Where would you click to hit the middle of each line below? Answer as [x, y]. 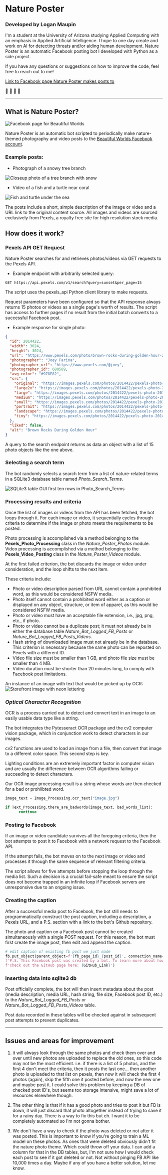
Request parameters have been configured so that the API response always [83, 302]
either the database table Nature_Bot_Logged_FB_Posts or [73, 631]
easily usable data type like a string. [42, 718]
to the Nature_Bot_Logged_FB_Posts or [46, 1000]
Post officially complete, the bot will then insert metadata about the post [79, 989]
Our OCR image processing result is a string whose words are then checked [83, 784]
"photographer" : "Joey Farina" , [43, 360]
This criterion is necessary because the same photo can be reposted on [86, 647]
